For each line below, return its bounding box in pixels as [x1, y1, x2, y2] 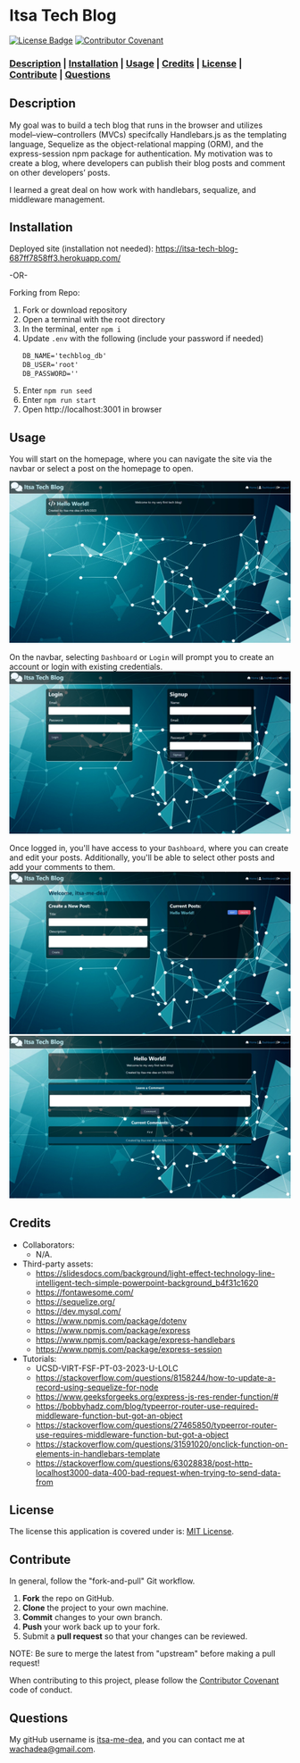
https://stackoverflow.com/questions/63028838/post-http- [35, 1458, 254, 1468]
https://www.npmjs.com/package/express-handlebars [35, 1334, 236, 1345]
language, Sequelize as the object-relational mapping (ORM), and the [9, 138, 263, 149]
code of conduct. [9, 1684, 73, 1695]
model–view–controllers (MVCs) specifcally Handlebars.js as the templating [9, 129, 287, 139]
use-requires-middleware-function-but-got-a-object [35, 1429, 229, 1440]
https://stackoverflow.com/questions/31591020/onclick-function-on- [35, 1439, 288, 1450]
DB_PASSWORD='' [21, 370, 79, 379]
